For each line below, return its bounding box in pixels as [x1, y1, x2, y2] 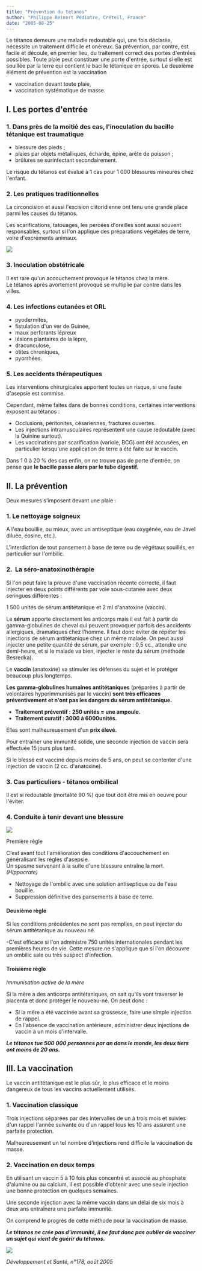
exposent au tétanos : [6, 408, 60, 415]
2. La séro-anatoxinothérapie [6, 565, 95, 574]
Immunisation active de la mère [6, 979, 84, 986]
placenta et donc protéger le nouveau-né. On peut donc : [6, 997, 148, 1004]
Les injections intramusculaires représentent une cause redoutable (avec [14, 426, 196, 434]
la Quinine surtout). [14, 432, 63, 440]
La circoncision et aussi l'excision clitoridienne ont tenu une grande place [6, 203, 188, 211]
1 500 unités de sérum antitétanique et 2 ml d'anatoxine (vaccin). [6, 603, 167, 610]
